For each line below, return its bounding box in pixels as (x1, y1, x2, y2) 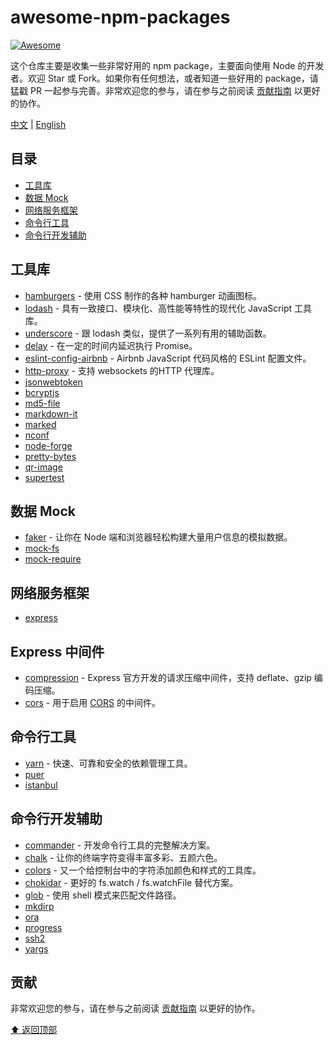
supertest (24, 471, 65, 483)
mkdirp (24, 900, 55, 912)
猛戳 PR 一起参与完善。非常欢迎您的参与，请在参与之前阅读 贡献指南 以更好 (10, 84, 321, 96)
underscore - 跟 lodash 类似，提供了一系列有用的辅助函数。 (24, 327, 272, 339)
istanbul (24, 779, 58, 791)
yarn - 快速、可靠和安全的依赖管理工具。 (24, 757, 193, 769)
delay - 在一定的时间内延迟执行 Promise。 (24, 339, 198, 351)
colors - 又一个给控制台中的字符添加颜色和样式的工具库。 (24, 864, 262, 876)
